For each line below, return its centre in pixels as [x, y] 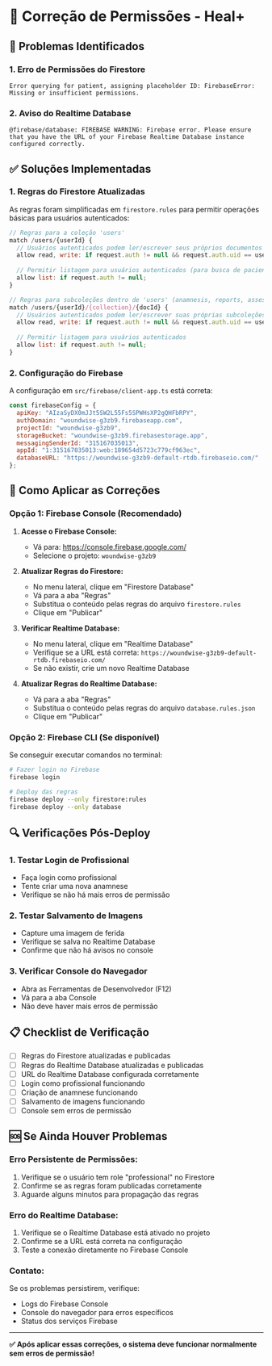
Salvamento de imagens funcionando [83, 1101]
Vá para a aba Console [59, 997]
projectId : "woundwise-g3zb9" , [69, 428]
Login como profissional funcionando [83, 1083]
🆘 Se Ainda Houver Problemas [88, 1136]
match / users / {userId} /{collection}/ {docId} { [89, 307]
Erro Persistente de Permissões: [73, 1159]
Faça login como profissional [69, 878]
